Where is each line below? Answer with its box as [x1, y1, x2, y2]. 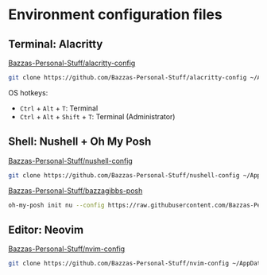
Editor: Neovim [8, 223, 84, 236]
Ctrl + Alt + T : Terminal [19, 103, 99, 113]
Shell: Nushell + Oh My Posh [8, 135, 152, 149]
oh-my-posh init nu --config [8, 201, 105, 209]
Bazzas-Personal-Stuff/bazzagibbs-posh [8, 185, 143, 196]
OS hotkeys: [8, 87, 48, 97]
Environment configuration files [8, 6, 222, 24]
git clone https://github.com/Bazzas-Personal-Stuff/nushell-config [8, 171, 240, 180]
